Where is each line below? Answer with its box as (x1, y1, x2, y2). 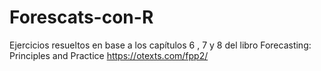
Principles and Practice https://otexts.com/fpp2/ (9, 49, 209, 61)
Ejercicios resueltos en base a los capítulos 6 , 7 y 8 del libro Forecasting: (9, 39, 312, 51)
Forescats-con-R (9, 6, 154, 29)
